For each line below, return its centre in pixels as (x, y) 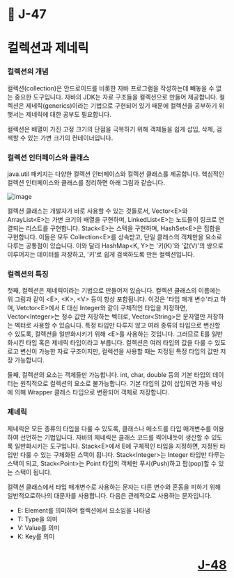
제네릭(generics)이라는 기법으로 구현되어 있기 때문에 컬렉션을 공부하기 (121, 105)
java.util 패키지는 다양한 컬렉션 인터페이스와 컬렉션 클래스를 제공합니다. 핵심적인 (116, 174)
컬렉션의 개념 (28, 72)
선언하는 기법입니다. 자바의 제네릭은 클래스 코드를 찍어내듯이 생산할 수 (115, 437)
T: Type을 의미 (37, 519)
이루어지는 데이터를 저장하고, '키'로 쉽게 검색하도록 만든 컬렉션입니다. (101, 254)
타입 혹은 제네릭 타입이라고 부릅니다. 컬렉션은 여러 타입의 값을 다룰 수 (119, 343)
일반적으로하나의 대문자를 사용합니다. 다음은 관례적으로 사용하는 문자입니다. (110, 495)
